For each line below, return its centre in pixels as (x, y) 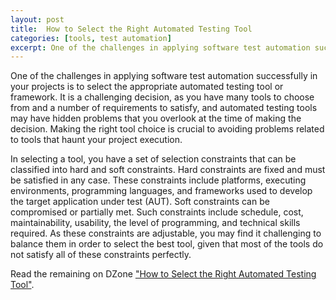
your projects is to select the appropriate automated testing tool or (147, 87)
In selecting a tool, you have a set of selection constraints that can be (153, 159)
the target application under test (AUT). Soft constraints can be (140, 202)
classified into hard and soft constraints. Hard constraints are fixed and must (168, 170)
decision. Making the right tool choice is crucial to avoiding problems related (167, 129)
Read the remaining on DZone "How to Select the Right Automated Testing (163, 274)
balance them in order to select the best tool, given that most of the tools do (167, 244)
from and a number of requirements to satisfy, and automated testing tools (164, 108)
